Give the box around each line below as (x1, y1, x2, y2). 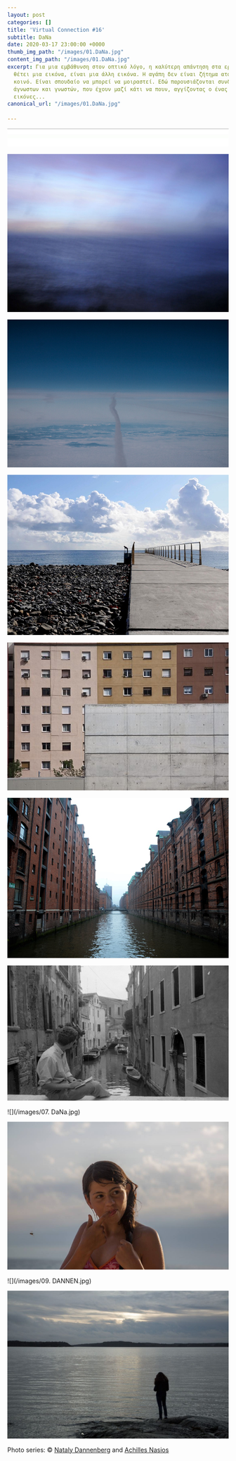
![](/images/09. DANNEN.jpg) (7, 1277, 92, 1285)
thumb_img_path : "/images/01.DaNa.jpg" (7, 49, 124, 56)
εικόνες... (13, 93, 46, 100)
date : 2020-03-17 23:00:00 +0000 (7, 41, 105, 49)
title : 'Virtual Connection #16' (7, 26, 105, 33)
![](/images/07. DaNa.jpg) (7, 1108, 81, 1116)
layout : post (7, 11, 46, 18)
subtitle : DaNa (7, 34, 52, 41)
